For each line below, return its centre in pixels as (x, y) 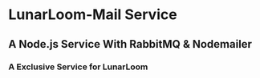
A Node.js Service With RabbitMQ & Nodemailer (130, 44)
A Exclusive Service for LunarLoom (78, 67)
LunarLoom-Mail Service (93, 15)
